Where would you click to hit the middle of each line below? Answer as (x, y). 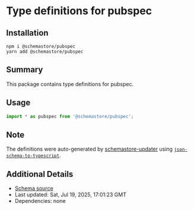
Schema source (34, 189)
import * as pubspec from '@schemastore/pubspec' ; (70, 116)
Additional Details (40, 174)
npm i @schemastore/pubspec (41, 46)
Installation (27, 33)
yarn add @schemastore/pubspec (45, 52)
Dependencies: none (40, 201)
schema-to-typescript (33, 156)
